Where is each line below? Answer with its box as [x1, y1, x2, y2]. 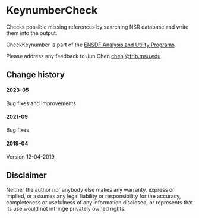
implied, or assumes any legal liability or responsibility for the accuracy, [6, 192, 181, 200]
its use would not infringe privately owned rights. [6, 205, 126, 212]
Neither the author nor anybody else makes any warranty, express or [6, 186, 175, 193]
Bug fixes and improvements [6, 99, 76, 107]
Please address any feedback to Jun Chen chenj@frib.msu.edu [6, 52, 161, 59]
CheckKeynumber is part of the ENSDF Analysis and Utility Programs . [6, 41, 176, 48]
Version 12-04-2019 [6, 153, 55, 160]
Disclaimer [6, 170, 47, 181]
